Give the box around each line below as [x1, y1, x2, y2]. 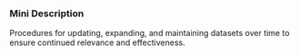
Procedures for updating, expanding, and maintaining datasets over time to [9, 28, 290, 39]
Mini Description [9, 7, 85, 20]
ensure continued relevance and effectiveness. [9, 37, 185, 48]
